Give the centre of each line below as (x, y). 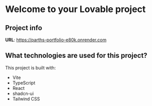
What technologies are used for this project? (76, 56)
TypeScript (24, 83)
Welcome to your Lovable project (75, 9)
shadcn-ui (23, 93)
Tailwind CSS (26, 98)
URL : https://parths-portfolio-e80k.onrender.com (56, 40)
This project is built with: (31, 68)
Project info (24, 28)
